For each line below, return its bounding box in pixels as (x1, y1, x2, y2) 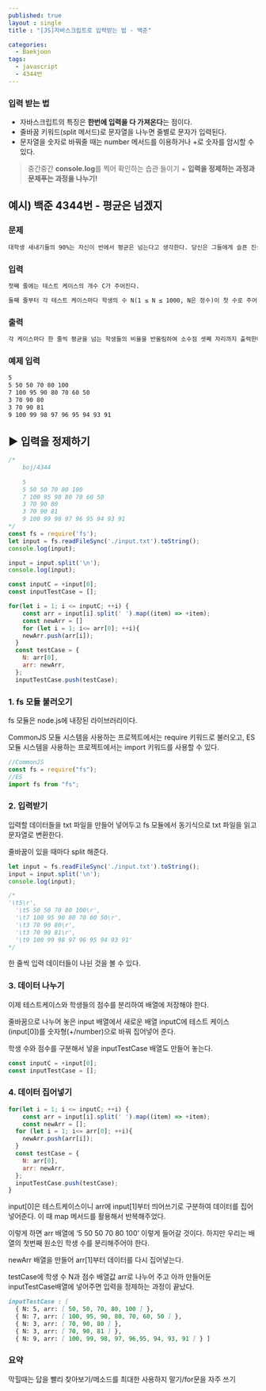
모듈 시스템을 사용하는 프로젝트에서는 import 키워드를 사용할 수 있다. (8, 742, 219, 751)
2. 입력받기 (8, 801, 48, 812)
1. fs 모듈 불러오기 (8, 696, 73, 707)
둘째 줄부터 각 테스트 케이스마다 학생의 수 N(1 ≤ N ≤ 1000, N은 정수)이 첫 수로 (8, 296, 243, 304)
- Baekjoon (15, 48, 51, 56)
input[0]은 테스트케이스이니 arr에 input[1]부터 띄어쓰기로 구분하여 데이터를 (8, 1202, 239, 1211)
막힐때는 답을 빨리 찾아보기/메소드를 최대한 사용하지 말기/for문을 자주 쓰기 (8, 1374, 236, 1384)
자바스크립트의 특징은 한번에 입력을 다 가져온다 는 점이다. (19, 117, 192, 127)
